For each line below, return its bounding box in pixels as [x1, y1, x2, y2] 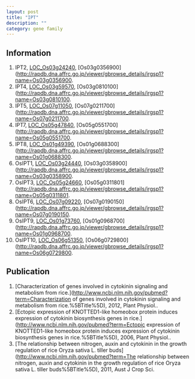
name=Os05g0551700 [14, 134, 70, 141]
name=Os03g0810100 [14, 96, 70, 103]
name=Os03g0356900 [14, 76, 72, 84]
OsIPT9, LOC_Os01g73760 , [14, 217, 82, 224]
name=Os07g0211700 [14, 115, 69, 122]
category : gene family [6, 25, 63, 32]
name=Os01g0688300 [14, 153, 71, 161]
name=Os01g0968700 [14, 230, 71, 238]
